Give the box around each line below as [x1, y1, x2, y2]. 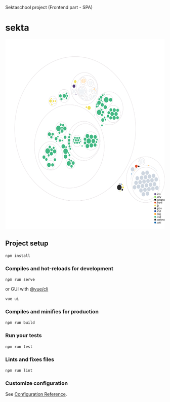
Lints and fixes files [5, 356, 55, 363]
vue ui [5, 297, 19, 302]
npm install [5, 253, 30, 258]
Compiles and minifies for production [5, 308, 99, 315]
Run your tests [5, 332, 42, 339]
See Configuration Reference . [5, 391, 67, 397]
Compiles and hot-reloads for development [5, 265, 114, 272]
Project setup [5, 239, 49, 248]
